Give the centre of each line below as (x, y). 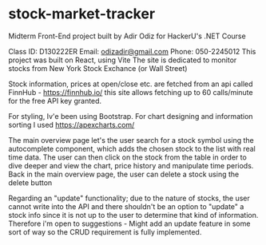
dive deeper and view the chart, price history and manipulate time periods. (131, 165)
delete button (30, 182)
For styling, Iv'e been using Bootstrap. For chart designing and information (131, 116)
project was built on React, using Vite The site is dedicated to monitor (123, 60)
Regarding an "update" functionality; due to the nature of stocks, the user (129, 198)
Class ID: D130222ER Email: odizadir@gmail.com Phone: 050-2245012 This (132, 51)
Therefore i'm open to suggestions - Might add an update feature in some (129, 223)
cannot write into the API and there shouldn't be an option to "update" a (126, 206)
